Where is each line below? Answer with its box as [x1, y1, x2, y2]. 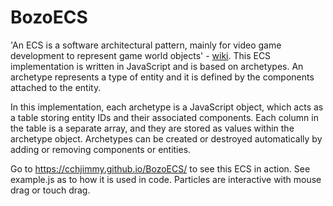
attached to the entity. [10, 81, 102, 93]
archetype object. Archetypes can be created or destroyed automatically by [10, 132, 323, 145]
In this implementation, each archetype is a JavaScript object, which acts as [10, 101, 324, 113]
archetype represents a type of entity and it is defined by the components [10, 71, 315, 83]
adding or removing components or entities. [10, 143, 192, 155]
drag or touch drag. [10, 184, 91, 196]
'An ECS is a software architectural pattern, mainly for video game [10, 39, 282, 51]
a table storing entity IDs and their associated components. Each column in [10, 111, 319, 123]
